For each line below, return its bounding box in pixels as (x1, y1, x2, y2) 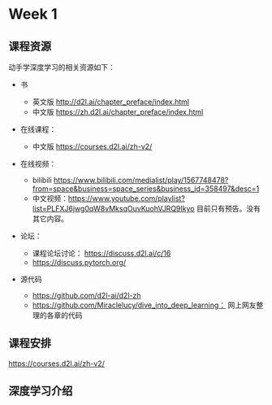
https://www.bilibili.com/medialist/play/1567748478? (54, 176, 229, 185)
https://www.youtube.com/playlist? (67, 194, 185, 203)
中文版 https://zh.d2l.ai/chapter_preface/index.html (32, 107, 204, 116)
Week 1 (8, 5, 58, 24)
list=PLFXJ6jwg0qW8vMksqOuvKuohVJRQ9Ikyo (32, 204, 195, 213)
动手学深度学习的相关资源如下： (8, 63, 115, 72)
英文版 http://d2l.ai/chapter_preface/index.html (32, 97, 190, 107)
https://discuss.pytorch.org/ (32, 258, 127, 267)
